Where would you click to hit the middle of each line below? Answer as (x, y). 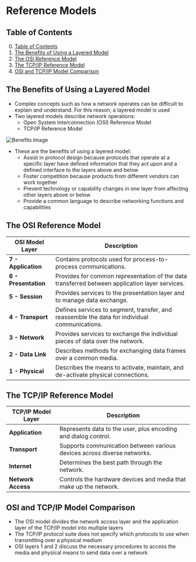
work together (40, 182)
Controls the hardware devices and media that (123, 480)
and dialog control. (85, 436)
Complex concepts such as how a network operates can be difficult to (99, 104)
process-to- (151, 259)
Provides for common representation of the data (121, 276)
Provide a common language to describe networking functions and (103, 201)
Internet (20, 466)
